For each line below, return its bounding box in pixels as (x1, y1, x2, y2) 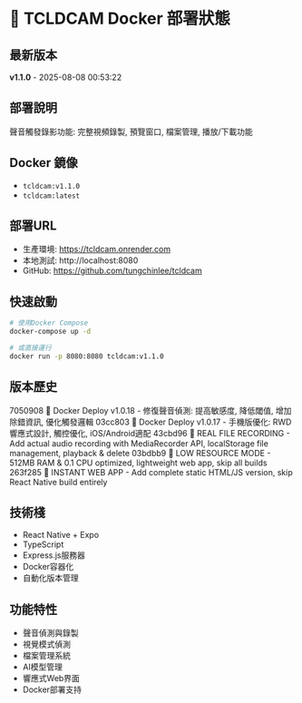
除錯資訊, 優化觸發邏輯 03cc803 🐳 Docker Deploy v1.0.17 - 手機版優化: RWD (9, 416, 292, 427)
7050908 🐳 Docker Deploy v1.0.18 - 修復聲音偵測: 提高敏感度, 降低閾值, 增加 (9, 405, 292, 415)
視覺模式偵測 (22, 639, 71, 649)
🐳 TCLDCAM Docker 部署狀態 (9, 8, 231, 29)
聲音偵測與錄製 (22, 628, 79, 639)
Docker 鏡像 (9, 155, 79, 171)
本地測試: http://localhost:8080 (22, 255, 139, 266)
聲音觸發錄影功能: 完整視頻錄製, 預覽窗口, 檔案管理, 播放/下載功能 (9, 126, 253, 137)
